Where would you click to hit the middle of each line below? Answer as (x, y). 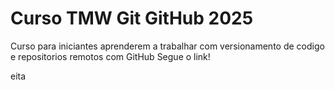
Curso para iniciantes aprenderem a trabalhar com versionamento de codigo (167, 46)
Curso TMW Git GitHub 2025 (132, 18)
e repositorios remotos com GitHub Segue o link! (110, 56)
